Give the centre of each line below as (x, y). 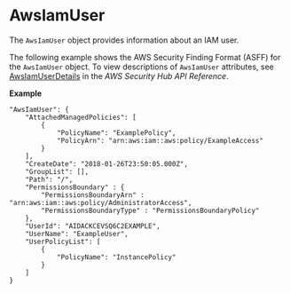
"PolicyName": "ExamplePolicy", (116, 133)
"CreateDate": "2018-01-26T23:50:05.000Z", (107, 164)
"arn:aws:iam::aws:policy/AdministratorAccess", (101, 202)
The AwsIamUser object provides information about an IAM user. (124, 40)
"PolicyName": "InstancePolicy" (116, 257)
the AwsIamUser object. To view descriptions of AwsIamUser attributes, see (142, 67)
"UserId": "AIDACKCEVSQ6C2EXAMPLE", (93, 226)
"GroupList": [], (57, 171)
